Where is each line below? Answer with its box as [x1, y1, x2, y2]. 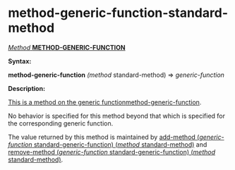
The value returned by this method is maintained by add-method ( [8, 133, 200, 141]
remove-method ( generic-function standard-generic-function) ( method [8, 147, 216, 156]
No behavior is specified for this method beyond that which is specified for [8, 111, 225, 120]
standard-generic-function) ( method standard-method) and [33, 140, 207, 149]
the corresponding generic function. [8, 119, 114, 128]
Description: [8, 84, 45, 92]
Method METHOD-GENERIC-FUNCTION [8, 43, 126, 51]
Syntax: [8, 56, 32, 65]
